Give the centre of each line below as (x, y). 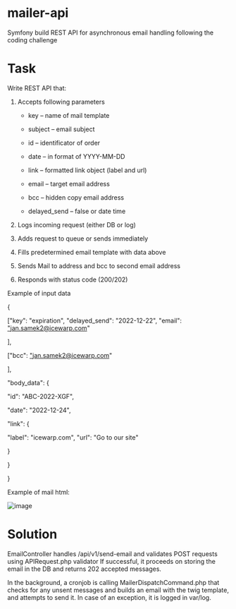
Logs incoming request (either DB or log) (76, 224)
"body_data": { (28, 382)
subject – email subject (61, 129)
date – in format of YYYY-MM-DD (76, 156)
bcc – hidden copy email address (76, 197)
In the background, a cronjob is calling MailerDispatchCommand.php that (113, 582)
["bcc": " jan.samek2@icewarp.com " (60, 355)
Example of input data (39, 293)
